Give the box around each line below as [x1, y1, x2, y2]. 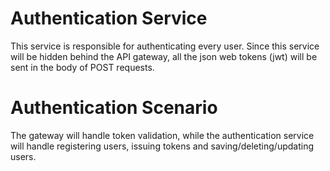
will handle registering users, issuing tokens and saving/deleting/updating [10, 140, 314, 152]
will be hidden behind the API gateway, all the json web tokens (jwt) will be [10, 50, 318, 62]
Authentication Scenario [10, 97, 218, 119]
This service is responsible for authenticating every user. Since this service [10, 40, 320, 52]
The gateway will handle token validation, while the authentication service [10, 129, 315, 141]
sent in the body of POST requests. [10, 61, 155, 73]
